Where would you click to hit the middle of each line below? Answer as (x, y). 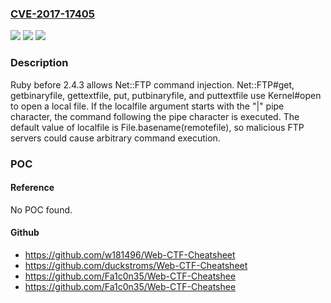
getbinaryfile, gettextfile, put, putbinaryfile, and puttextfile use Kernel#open (166, 95)
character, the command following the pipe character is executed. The (155, 116)
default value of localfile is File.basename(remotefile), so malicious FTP (157, 127)
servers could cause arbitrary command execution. (115, 138)
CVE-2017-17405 (52, 14)
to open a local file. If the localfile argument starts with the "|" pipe (147, 106)
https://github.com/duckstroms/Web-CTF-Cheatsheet (136, 265)
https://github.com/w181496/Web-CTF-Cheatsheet (130, 254)
